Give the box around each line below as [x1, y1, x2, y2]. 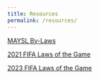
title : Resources [7, 10, 59, 18]
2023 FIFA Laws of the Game [7, 63, 92, 72]
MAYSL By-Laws [7, 36, 57, 44]
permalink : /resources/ [7, 17, 78, 24]
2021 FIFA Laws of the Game [7, 50, 91, 59]
